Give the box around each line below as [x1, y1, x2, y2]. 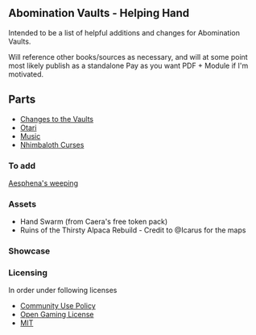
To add [8, 160, 36, 171]
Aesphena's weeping [8, 178, 79, 188]
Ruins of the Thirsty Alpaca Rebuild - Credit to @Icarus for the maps [19, 225, 246, 235]
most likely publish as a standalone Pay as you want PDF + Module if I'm [8, 61, 249, 70]
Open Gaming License [19, 310, 94, 320]
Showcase [8, 245, 51, 257]
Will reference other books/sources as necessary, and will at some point [8, 52, 248, 61]
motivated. [8, 69, 44, 79]
